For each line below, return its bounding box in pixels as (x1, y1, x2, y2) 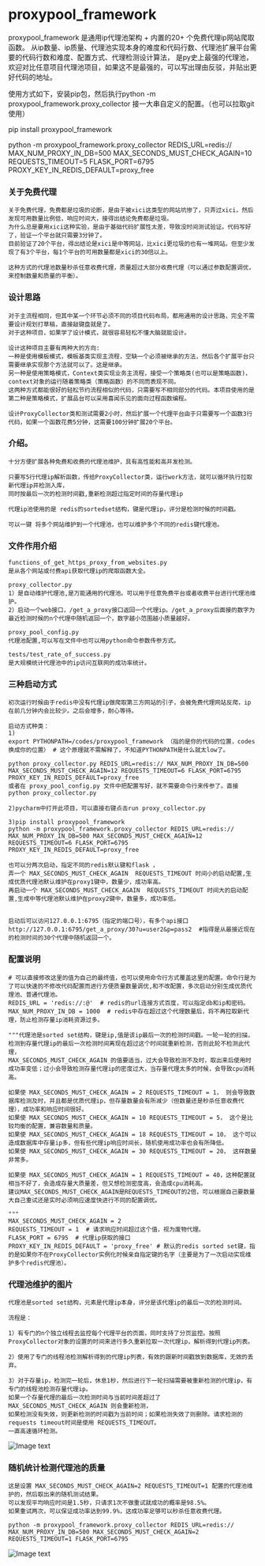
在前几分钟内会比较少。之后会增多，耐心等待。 (8, 707, 138, 715)
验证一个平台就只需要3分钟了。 (19, 232, 106, 240)
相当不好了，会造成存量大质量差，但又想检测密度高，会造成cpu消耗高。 (8, 1179, 207, 1187)
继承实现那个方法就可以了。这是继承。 (19, 361, 126, 369)
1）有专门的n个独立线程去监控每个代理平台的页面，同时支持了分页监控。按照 (8, 1330, 221, 1337)
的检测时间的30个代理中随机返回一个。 (8, 934, 116, 942)
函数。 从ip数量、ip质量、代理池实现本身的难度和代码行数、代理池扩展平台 (8, 42, 250, 52)
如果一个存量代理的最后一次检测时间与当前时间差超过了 (8, 1394, 162, 1401)
